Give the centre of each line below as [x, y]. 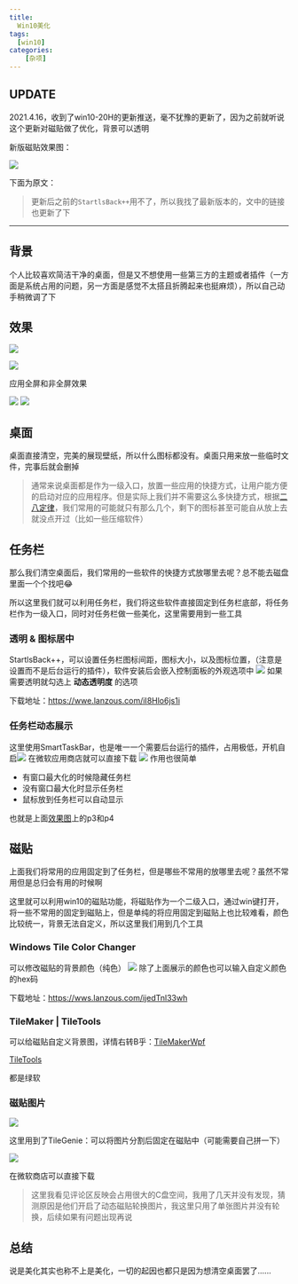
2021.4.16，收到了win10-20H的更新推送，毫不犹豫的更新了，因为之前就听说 [147, 117]
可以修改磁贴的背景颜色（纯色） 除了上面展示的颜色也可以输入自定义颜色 [148, 967]
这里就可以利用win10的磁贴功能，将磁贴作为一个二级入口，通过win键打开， [146, 902]
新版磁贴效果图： [40, 146]
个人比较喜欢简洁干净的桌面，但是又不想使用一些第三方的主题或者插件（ [141, 274]
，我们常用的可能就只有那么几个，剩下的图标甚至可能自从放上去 [171, 508]
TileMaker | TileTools [55, 1021]
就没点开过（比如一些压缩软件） [89, 519]
